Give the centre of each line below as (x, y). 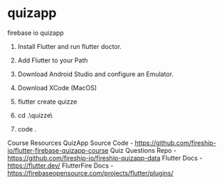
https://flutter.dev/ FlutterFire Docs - (60, 166)
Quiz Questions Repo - (143, 150)
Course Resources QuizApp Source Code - (70, 143)
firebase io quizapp (36, 33)
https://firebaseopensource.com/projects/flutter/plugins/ (91, 173)
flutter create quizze (47, 102)
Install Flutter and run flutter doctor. (70, 46)
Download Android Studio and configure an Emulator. (96, 74)
